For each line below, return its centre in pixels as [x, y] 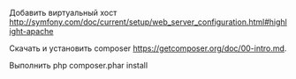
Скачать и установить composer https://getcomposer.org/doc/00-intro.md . [148, 48]
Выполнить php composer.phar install [79, 65]
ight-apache [31, 31]
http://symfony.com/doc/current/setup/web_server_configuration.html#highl [148, 22]
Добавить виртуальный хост [63, 13]
